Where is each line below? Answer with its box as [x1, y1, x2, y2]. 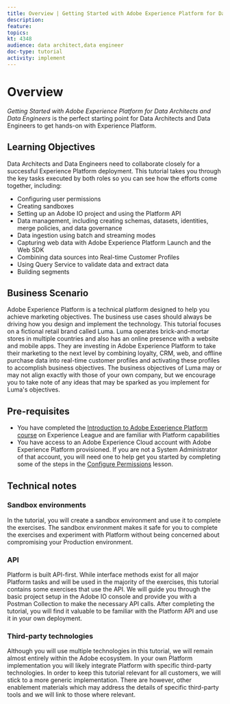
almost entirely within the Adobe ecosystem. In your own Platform [7, 654, 193, 662]
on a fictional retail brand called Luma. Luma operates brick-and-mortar [7, 327, 209, 336]
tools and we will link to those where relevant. [7, 690, 136, 699]
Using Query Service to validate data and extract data [16, 260, 169, 268]
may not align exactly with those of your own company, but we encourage [7, 371, 216, 379]
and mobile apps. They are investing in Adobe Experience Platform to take [7, 342, 216, 350]
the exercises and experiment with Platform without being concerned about [7, 531, 220, 539]
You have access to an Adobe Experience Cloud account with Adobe [16, 438, 212, 446]
